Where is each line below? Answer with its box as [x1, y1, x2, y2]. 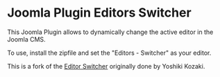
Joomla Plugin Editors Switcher [7, 5, 192, 21]
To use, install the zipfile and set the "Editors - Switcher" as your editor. [7, 49, 212, 57]
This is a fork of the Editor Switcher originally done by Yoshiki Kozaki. [7, 62, 205, 70]
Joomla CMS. [7, 35, 46, 43]
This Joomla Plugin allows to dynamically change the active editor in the [7, 28, 214, 36]
